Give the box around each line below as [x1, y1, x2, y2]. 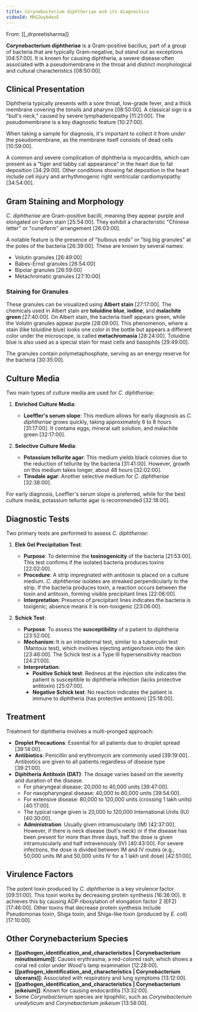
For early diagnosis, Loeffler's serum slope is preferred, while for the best [6, 490, 186, 497]
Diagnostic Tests [6, 514, 70, 524]
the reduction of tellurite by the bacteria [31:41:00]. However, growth [23, 460, 190, 467]
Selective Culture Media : [14, 442, 77, 450]
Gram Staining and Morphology [6, 196, 124, 206]
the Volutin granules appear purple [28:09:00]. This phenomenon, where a [6, 320, 188, 327]
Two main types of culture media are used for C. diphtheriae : [6, 389, 155, 396]
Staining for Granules [6, 287, 69, 296]
